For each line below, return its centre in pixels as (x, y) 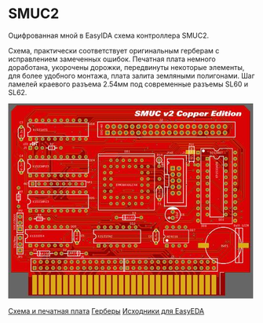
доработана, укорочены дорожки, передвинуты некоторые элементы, (126, 67)
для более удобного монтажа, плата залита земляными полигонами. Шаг (131, 75)
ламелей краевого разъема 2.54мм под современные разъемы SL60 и (128, 84)
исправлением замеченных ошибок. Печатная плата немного (112, 59)
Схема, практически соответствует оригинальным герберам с (114, 50)
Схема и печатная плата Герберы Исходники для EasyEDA (106, 310)
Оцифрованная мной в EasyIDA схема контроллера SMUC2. (109, 35)
